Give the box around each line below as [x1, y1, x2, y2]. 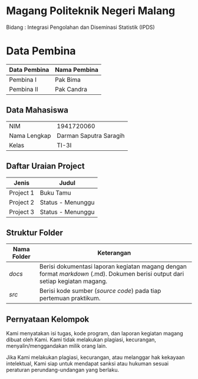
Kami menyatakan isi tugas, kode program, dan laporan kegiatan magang [6, 330, 184, 337]
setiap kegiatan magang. [39, 277, 108, 285]
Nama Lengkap [9, 131, 51, 140]
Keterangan [97, 249, 131, 257]
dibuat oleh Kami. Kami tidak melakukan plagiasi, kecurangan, [6, 336, 156, 343]
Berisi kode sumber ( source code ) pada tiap [39, 287, 161, 295]
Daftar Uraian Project [6, 161, 85, 172]
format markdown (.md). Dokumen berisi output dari [39, 270, 184, 278]
